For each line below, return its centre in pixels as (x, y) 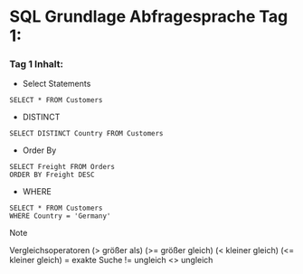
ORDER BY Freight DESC (52, 175)
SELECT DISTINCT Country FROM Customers (87, 134)
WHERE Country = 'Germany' (60, 216)
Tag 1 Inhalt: (36, 64)
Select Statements (57, 84)
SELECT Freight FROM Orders (62, 167)
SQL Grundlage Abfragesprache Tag (149, 17)
